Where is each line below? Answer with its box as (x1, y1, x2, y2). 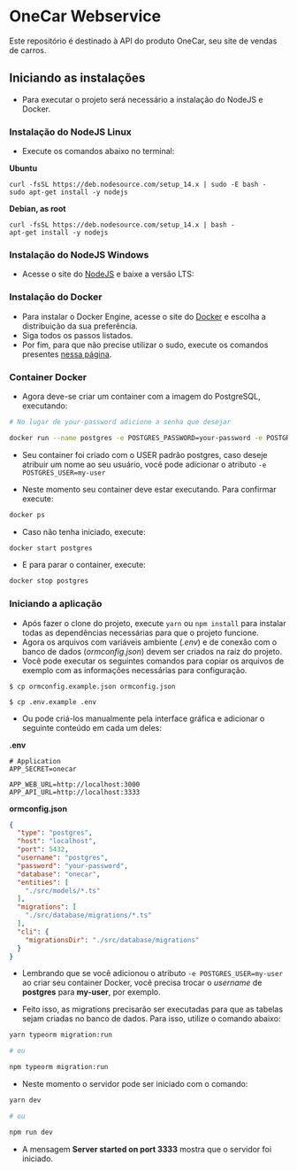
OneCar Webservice (9, 6, 162, 27)
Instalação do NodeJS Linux (9, 126, 133, 138)
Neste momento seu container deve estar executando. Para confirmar (21, 484, 277, 494)
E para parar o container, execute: (21, 560, 146, 570)
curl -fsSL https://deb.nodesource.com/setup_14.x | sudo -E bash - (9, 180, 267, 190)
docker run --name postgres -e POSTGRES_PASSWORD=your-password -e (9, 433, 263, 442)
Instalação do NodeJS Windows (9, 248, 149, 260)
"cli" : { (17, 927, 49, 936)
